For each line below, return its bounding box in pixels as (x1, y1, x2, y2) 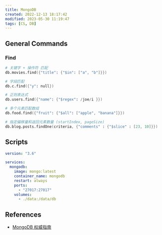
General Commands (5, 39, 68, 47)
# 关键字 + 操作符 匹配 (5, 65, 48, 70)
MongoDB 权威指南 (12, 224, 52, 230)
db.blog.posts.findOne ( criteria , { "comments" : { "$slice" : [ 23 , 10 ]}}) (5, 124, 158, 129)
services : (5, 160, 26, 165)
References (5, 210, 41, 219)
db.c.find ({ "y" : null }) (5, 84, 54, 89)
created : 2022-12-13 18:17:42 (5, 12, 68, 17)
